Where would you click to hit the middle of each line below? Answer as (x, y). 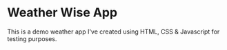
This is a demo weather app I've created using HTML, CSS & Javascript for (113, 32)
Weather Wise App (62, 13)
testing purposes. (32, 38)
